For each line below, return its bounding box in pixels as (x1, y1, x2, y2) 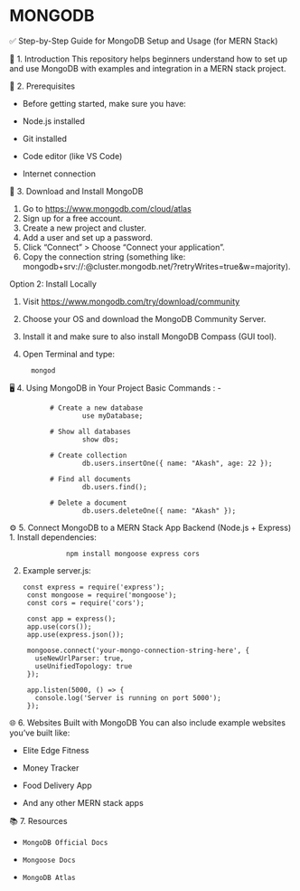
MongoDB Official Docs (22, 838, 108, 847)
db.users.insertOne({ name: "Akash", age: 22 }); (81, 459, 273, 468)
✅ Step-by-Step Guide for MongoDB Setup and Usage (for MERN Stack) (9, 35, 278, 46)
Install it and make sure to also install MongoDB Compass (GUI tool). (22, 331, 277, 342)
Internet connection (22, 168, 97, 179)
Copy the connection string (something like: (22, 251, 186, 262)
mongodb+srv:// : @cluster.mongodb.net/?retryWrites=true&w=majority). (22, 261, 291, 271)
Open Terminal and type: (22, 348, 116, 359)
